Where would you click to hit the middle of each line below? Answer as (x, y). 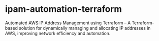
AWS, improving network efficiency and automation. (58, 33)
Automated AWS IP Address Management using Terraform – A (68, 23)
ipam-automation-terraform (64, 9)
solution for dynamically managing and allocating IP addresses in (85, 28)
